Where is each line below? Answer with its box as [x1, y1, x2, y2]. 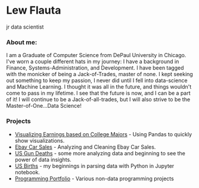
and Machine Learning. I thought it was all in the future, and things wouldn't [6, 83, 192, 90]
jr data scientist [6, 23, 44, 30]
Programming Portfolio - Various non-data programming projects [14, 175, 174, 182]
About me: [6, 38, 38, 46]
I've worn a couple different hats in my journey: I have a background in [6, 58, 179, 65]
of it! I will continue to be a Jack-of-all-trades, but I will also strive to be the [6, 96, 191, 103]
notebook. [14, 168, 41, 176]
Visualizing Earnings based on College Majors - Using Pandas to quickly [14, 130, 192, 137]
